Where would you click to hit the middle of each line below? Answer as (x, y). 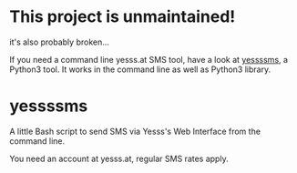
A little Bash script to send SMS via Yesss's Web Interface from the (135, 131)
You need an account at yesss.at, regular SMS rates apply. (119, 158)
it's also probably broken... (59, 42)
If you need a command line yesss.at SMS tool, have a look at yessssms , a (149, 59)
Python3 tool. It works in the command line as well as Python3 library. (140, 69)
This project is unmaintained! (123, 17)
